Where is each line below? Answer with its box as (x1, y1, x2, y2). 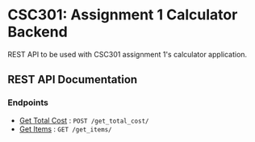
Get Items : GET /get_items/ (19, 123, 112, 134)
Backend (7, 23, 68, 41)
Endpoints (7, 97, 49, 108)
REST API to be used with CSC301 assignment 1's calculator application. (7, 49, 248, 59)
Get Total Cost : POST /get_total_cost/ (19, 115, 149, 125)
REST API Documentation (7, 73, 138, 86)
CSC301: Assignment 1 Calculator (7, 6, 238, 24)
